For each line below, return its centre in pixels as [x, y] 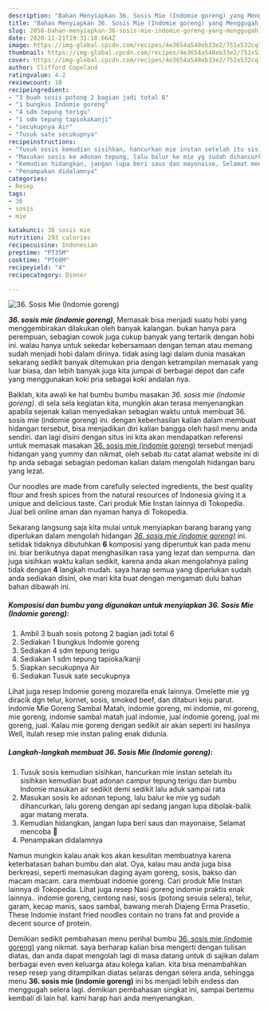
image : [19, 45]
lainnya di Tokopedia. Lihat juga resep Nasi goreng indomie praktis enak [126, 890]
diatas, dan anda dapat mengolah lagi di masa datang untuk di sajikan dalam [134, 956]
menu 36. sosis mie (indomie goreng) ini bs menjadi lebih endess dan [124, 981]
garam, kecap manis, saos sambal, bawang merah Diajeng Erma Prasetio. [129, 906]
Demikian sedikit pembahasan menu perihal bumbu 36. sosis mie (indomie [130, 939]
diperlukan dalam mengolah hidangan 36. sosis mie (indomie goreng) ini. [128, 536]
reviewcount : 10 [35, 82]
